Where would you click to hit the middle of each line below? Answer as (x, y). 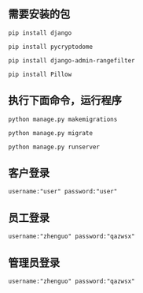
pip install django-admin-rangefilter (71, 60)
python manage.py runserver (54, 147)
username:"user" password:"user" (63, 192)
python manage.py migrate (50, 133)
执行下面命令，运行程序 (65, 101)
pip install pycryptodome (50, 47)
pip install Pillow (40, 74)
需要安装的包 (39, 14)
